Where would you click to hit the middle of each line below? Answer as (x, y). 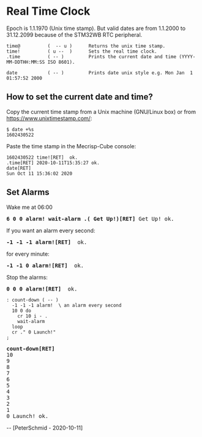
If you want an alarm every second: (51, 230)
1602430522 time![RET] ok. (42, 158)
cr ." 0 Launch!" (34, 332)
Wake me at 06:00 (30, 207)
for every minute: (28, 254)
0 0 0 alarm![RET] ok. (42, 289)
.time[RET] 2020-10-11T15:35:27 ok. (53, 163)
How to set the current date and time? (80, 97)
